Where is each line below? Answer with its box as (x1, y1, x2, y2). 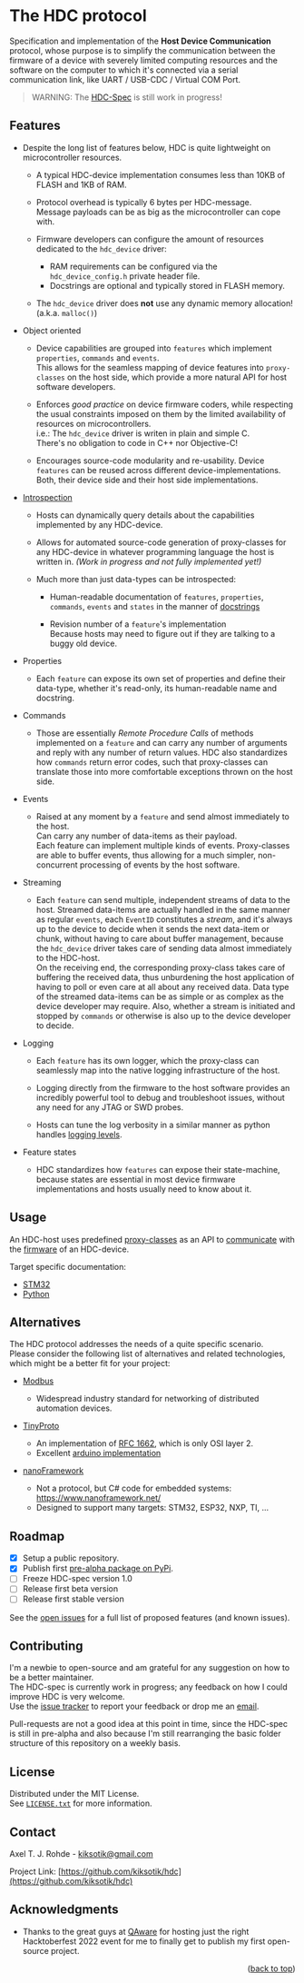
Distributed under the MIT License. (9, 1789, 140, 1800)
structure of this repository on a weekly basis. (9, 1738, 181, 1749)
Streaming (22, 877, 62, 887)
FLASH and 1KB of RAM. (35, 179, 127, 190)
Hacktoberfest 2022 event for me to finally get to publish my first (22, 1936, 266, 1947)
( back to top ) (247, 1963, 296, 1974)
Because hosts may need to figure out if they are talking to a (49, 628, 276, 639)
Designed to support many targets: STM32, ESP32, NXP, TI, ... (35, 1502, 270, 1513)
